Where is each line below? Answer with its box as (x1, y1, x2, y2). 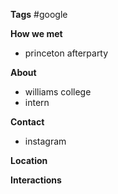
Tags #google (10, 9, 68, 20)
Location (10, 155, 48, 166)
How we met (10, 28, 63, 39)
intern (24, 97, 50, 108)
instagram (24, 135, 67, 147)
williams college (24, 86, 92, 98)
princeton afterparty (24, 47, 109, 59)
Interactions (10, 174, 62, 186)
